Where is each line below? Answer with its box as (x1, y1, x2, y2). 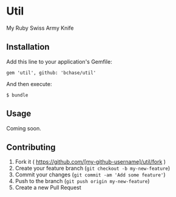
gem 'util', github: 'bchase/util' (6, 70, 96, 76)
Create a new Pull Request (15, 184, 82, 192)
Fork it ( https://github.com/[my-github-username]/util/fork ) (15, 158, 166, 165)
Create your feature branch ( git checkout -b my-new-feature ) (15, 165, 171, 172)
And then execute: (6, 80, 52, 87)
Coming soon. (6, 124, 41, 132)
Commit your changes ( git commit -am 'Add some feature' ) (15, 171, 166, 178)
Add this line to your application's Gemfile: (6, 58, 112, 65)
